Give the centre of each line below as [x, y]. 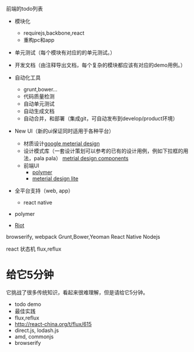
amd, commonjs [34, 336]
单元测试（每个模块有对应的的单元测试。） [65, 52]
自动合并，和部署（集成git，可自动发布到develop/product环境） [101, 119]
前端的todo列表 [24, 9]
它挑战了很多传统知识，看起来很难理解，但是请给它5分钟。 [77, 292]
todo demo [28, 304]
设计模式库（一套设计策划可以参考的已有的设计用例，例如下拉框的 [103, 151]
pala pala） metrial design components [81, 158]
